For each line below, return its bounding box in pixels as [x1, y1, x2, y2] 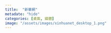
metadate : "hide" [5, 12, 40, 16]
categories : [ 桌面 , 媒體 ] [5, 16, 55, 21]
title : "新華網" [5, 7, 38, 12]
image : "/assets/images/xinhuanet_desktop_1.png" [5, 20, 107, 26]
